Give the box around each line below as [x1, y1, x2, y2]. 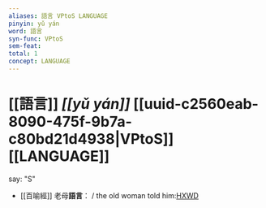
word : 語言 [8, 27, 43, 35]
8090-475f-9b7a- [8, 113, 132, 131]
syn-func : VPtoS [8, 34, 63, 43]
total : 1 [8, 50, 38, 58]
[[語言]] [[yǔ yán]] [8, 95, 131, 114]
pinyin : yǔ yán [8, 19, 60, 28]
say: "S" [8, 174, 36, 184]
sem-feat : [8, 42, 42, 50]
